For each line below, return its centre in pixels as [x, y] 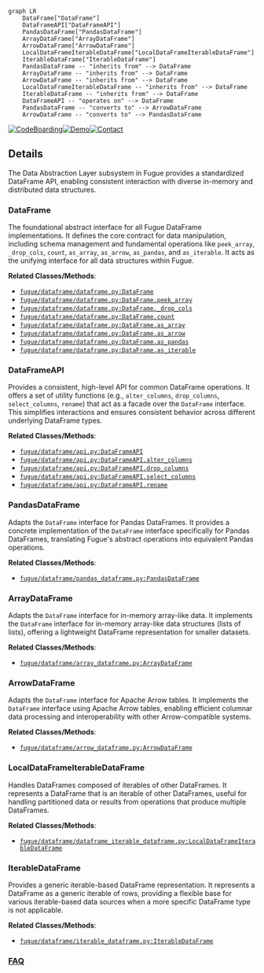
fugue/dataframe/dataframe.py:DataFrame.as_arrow [103, 334]
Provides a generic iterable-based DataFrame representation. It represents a [132, 885]
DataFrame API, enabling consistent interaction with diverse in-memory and [131, 181]
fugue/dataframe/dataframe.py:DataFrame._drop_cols [106, 309]
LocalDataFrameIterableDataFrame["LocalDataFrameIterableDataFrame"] [139, 53]
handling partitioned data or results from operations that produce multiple [127, 801]
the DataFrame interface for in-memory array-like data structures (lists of [125, 623]
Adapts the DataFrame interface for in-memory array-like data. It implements [130, 615]
